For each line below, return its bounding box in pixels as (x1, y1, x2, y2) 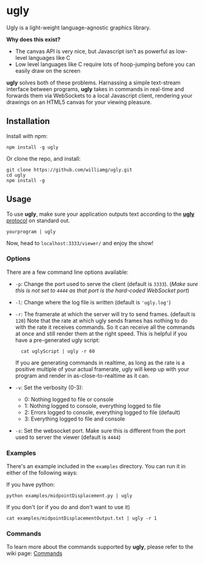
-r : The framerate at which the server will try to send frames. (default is (15, 310, 195, 318)
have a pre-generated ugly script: (15, 336, 100, 344)
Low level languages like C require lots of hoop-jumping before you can (15, 61, 195, 68)
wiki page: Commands (6, 550, 63, 557)
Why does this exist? (6, 35, 61, 43)
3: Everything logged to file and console (24, 415, 125, 422)
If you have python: (6, 481, 55, 488)
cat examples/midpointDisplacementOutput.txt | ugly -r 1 (6, 515, 157, 521)
